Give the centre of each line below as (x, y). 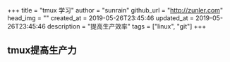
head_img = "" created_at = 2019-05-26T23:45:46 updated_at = (101, 18)
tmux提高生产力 (42, 51)
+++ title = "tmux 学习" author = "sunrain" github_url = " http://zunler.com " (115, 10)
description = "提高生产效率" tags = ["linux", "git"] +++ (127, 26)
